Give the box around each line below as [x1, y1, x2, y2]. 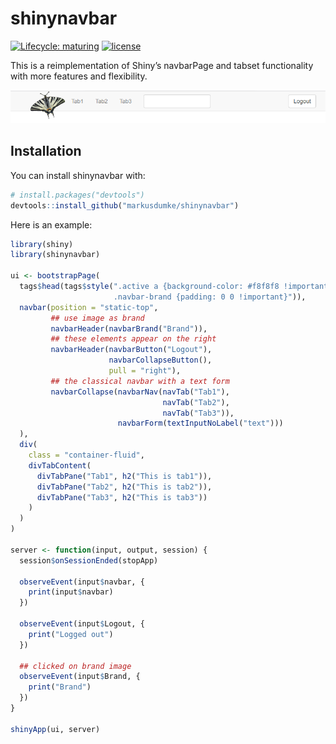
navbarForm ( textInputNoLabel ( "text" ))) [117, 418, 284, 429]
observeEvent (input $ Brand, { [19, 672, 141, 682]
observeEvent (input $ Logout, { [19, 619, 145, 629]
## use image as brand [50, 313, 145, 323]
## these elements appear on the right [50, 334, 217, 344]
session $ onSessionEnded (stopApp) [19, 555, 159, 566]
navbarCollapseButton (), [108, 355, 213, 366]
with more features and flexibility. [10, 70, 148, 82]
